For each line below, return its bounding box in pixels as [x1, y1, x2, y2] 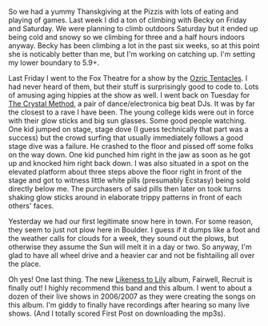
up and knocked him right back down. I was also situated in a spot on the [8, 159, 250, 167]
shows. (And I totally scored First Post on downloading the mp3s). [8, 308, 226, 318]
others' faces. [8, 201, 54, 211]
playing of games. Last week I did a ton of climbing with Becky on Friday [8, 15, 247, 25]
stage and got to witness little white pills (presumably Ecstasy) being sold [8, 175, 250, 185]
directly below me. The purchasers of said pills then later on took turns [8, 184, 242, 193]
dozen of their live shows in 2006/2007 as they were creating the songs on [8, 292, 256, 301]
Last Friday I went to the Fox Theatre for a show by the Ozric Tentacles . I [8, 74, 248, 83]
